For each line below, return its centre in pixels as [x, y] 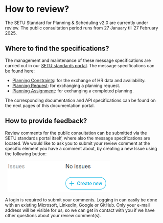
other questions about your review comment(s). [53, 215]
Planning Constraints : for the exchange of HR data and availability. [79, 80]
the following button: [26, 154]
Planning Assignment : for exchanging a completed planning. [73, 91]
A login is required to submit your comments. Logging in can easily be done [81, 199]
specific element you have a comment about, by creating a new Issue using [81, 148]
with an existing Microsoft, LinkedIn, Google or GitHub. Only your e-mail [78, 205]
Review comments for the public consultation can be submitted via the [76, 133]
